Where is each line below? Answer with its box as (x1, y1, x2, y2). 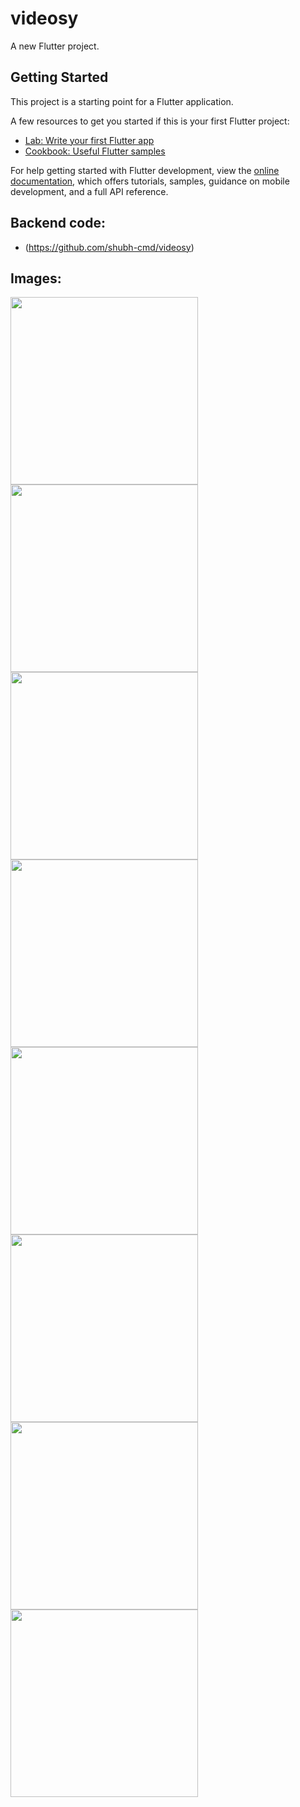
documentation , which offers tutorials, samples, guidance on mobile (10, 175, 290, 187)
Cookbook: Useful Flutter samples (24, 145, 166, 157)
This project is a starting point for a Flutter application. (10, 95, 234, 107)
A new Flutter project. (10, 40, 100, 52)
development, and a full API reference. (10, 185, 169, 197)
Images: (10, 270, 62, 287)
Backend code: (10, 215, 106, 232)
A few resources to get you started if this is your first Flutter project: (10, 115, 290, 127)
